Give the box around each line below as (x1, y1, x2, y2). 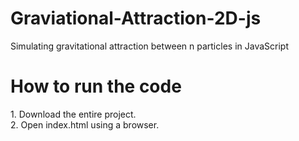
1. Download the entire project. (10, 108, 137, 120)
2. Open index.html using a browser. (10, 118, 160, 131)
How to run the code (10, 75, 182, 98)
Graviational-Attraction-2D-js (10, 7, 262, 30)
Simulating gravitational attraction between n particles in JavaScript (10, 40, 289, 52)
